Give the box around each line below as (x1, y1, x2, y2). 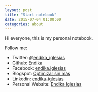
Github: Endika (12, 60, 43, 66)
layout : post (5, 7, 32, 13)
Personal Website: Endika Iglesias (12, 81, 82, 87)
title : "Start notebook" (5, 12, 57, 17)
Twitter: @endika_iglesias (12, 55, 65, 61)
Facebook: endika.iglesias (12, 65, 66, 71)
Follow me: (5, 45, 27, 51)
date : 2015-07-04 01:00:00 (5, 17, 61, 22)
